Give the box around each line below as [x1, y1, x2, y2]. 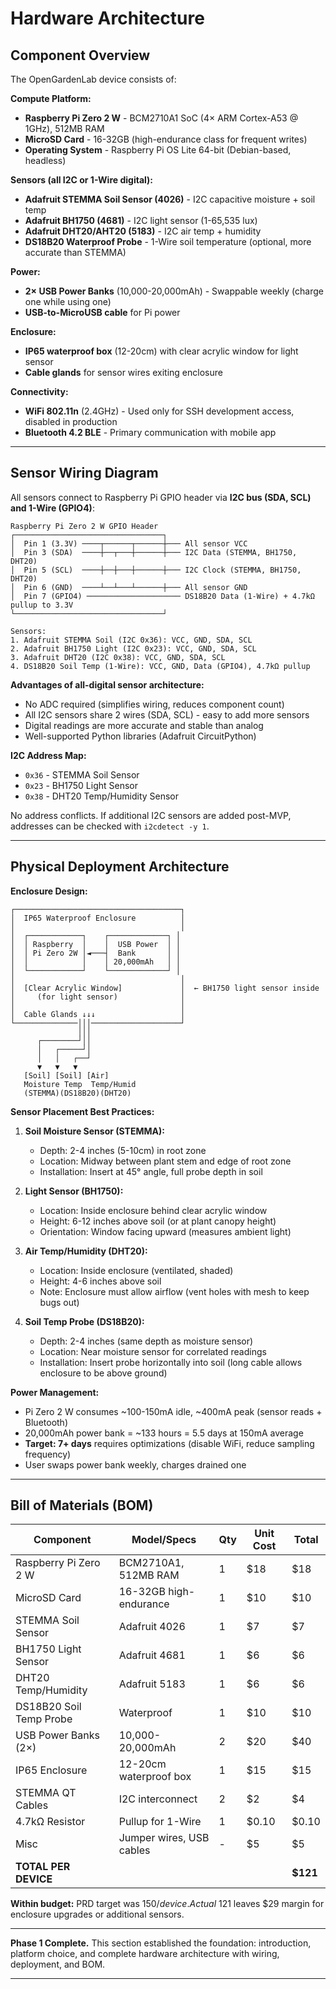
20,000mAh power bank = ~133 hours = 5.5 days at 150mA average [24, 1427, 304, 1439]
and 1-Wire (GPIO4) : [10, 502, 95, 514]
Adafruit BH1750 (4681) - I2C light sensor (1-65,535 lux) [24, 215, 258, 226]
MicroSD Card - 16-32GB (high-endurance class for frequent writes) [24, 133, 308, 145]
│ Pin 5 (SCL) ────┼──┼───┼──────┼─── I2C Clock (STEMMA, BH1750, [10, 565, 302, 575]
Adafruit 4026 [118, 1620, 186, 1634]
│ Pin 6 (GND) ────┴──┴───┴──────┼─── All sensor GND [10, 582, 248, 592]
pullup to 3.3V [10, 600, 74, 610]
